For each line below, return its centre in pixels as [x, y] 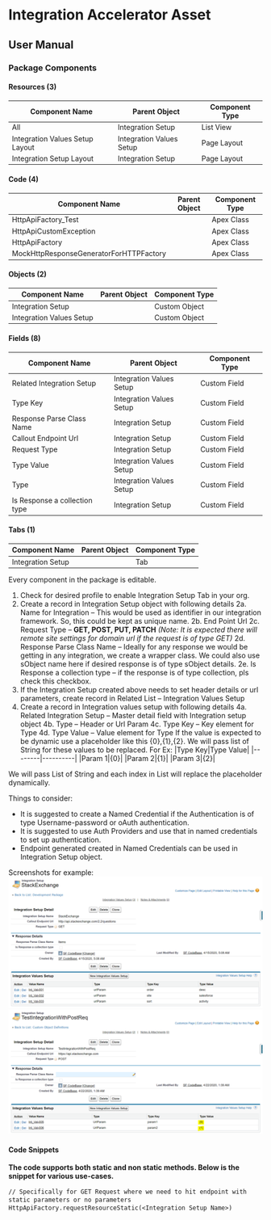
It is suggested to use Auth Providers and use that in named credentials [139, 831]
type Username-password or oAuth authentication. [104, 822]
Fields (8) [25, 338]
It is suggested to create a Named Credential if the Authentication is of [137, 814]
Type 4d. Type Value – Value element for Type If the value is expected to [141, 733]
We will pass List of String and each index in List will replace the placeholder [135, 774]
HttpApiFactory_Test [45, 220]
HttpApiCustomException [54, 231]
